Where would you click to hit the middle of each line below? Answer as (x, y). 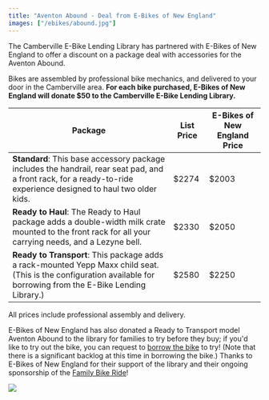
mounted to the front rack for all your (81, 231)
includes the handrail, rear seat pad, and (88, 169)
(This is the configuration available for (84, 274)
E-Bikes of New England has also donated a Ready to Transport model (124, 330)
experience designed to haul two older (85, 189)
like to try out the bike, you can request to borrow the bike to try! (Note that (132, 347)
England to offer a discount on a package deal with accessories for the (125, 54)
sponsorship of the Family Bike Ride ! (68, 372)
